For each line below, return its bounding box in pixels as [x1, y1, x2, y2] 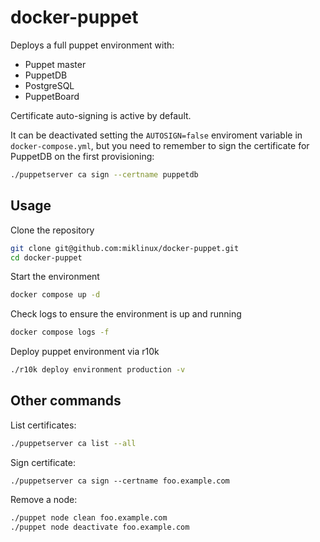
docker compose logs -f [10, 327, 110, 338]
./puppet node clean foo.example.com [10, 512, 168, 523]
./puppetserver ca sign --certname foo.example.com [10, 476, 230, 486]
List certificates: [10, 419, 77, 431]
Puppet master [24, 58, 87, 70]
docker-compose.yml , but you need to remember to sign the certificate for [10, 139, 310, 151]
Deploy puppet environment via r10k [10, 346, 160, 358]
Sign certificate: [10, 456, 76, 468]
